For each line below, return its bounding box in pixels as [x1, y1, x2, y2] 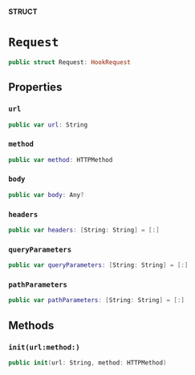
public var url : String [8, 120, 88, 129]
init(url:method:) [8, 342, 80, 352]
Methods [8, 318, 55, 332]
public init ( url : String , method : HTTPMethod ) [8, 358, 167, 367]
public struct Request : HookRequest [8, 58, 131, 67]
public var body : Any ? [8, 191, 84, 199]
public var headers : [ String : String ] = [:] [8, 226, 160, 235]
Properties [8, 80, 63, 95]
